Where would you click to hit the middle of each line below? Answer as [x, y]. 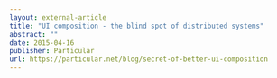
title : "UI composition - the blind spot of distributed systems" [137, 26]
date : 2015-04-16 [42, 43]
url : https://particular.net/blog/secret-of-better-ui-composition [139, 59]
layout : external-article [58, 17]
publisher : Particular [52, 51]
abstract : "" [34, 34]
